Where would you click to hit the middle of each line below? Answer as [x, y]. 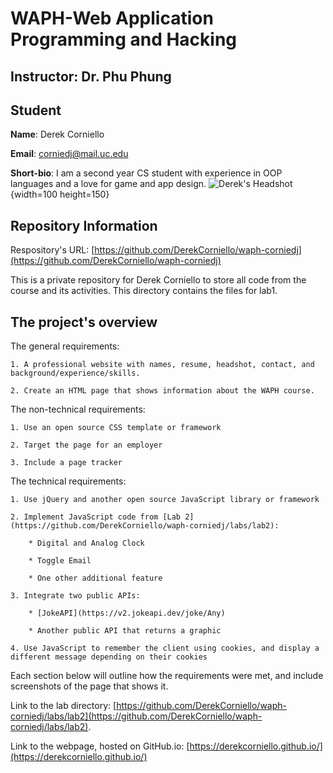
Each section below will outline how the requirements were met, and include [167, 676]
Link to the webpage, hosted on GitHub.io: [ [100, 746]
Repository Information [84, 225]
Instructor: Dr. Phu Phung [91, 76]
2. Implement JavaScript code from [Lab [96, 517]
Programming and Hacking [124, 39]
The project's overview [84, 322]
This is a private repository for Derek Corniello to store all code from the [158, 280]
